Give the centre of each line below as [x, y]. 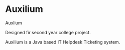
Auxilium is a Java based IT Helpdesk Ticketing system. [63, 42]
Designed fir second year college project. [48, 32]
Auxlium [14, 23]
